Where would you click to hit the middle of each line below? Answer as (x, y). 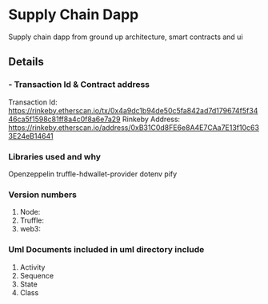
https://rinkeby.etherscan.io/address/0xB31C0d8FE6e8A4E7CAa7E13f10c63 (134, 127)
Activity (32, 267)
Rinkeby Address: (151, 119)
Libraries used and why (55, 156)
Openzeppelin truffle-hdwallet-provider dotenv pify (93, 174)
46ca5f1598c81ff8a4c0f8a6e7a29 (65, 119)
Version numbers (43, 195)
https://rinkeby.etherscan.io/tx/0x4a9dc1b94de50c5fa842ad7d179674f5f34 (133, 110)
